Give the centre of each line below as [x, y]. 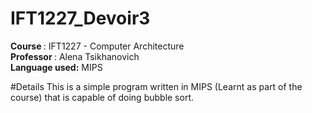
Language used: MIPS [56, 67]
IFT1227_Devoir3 [80, 18]
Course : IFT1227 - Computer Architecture [97, 46]
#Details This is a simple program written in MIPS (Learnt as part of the [156, 86]
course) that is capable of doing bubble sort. [102, 97]
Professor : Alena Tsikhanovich [75, 56]
